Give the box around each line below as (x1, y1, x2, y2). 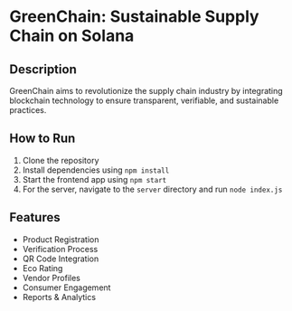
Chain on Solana (9, 25, 135, 46)
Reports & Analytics (22, 291, 97, 302)
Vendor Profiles (22, 272, 81, 283)
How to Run (9, 131, 76, 146)
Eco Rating (22, 262, 63, 273)
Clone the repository (22, 155, 99, 165)
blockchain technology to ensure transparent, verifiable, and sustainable (9, 95, 279, 106)
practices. (9, 105, 47, 115)
